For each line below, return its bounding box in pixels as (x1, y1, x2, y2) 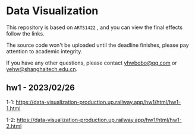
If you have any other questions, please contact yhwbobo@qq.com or (6, 59, 177, 66)
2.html (6, 123, 22, 130)
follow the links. (6, 30, 45, 37)
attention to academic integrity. (6, 47, 83, 54)
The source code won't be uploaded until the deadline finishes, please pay (6, 41, 189, 49)
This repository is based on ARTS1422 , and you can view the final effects (6, 24, 183, 31)
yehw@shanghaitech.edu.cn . (6, 65, 78, 72)
